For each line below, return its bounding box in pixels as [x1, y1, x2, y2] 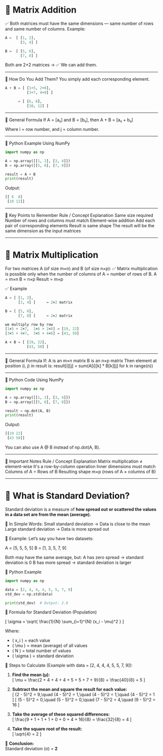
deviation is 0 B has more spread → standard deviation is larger [5, 559, 132, 565]
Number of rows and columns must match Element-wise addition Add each [5, 217, 155, 223]
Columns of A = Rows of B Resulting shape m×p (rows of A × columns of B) [5, 469, 156, 474]
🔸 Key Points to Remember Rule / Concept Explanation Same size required [5, 213, 154, 218]
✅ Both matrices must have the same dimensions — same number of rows [5, 20, 154, 26]
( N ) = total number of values [12, 648, 71, 654]
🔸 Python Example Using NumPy [5, 140, 70, 146]
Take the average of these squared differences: [12, 711, 110, 717]
